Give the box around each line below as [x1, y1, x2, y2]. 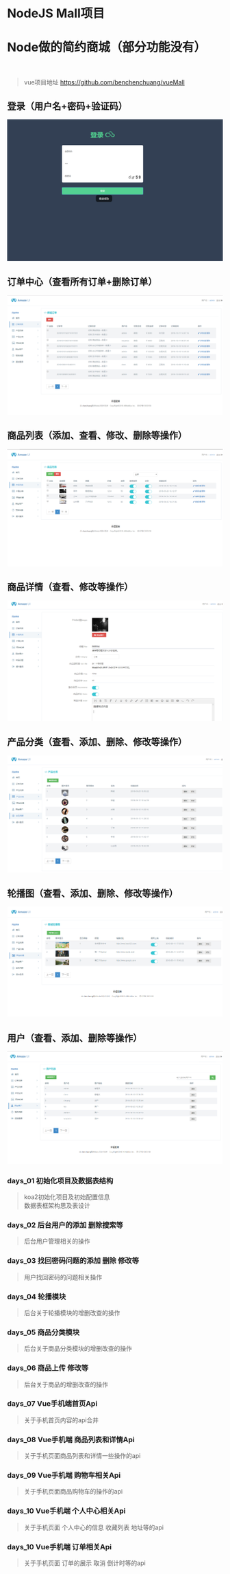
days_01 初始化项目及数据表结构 [7, 1176, 114, 1185]
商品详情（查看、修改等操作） [7, 581, 133, 593]
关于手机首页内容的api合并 [23, 1415, 99, 1424]
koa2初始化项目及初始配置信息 [23, 1193, 111, 1201]
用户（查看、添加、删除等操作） [7, 1032, 142, 1044]
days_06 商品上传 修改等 [7, 1363, 89, 1373]
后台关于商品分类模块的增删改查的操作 [23, 1345, 132, 1353]
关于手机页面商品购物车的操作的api [23, 1487, 123, 1496]
